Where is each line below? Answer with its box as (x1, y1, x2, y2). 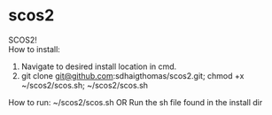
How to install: (8, 43, 61, 54)
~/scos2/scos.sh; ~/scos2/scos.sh (20, 80, 148, 90)
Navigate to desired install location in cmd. (20, 61, 177, 72)
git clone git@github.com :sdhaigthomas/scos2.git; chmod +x (20, 70, 245, 80)
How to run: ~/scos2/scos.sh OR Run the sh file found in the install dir (8, 96, 263, 107)
